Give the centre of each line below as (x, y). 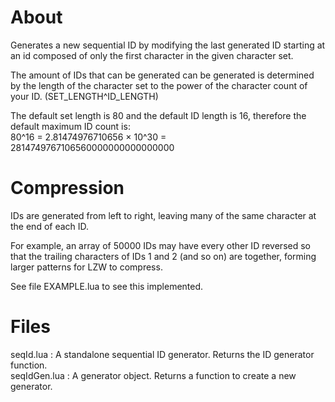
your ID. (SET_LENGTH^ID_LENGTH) (84, 96)
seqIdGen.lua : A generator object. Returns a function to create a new (153, 375)
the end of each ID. (50, 226)
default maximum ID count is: (70, 126)
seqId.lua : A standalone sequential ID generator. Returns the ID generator (162, 354)
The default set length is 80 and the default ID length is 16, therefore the (158, 115)
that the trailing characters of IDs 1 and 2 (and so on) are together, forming (163, 256)
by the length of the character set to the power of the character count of (159, 85)
